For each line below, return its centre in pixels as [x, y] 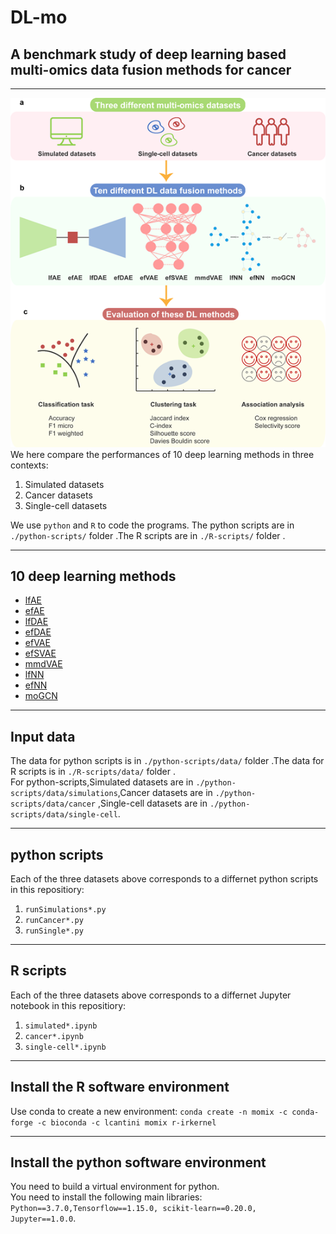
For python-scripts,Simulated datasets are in [102, 782]
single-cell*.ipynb [65, 1047]
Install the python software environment [138, 1162]
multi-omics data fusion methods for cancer [151, 69]
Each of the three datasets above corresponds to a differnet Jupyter [151, 995]
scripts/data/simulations [64, 794]
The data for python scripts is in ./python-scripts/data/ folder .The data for [167, 761]
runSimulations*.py [65, 910]
